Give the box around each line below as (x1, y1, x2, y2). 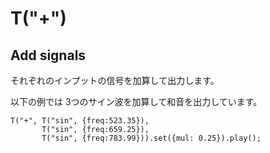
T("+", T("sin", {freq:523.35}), (10, 116, 150, 126)
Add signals (10, 47, 87, 64)
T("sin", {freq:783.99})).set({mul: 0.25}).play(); (41, 133, 262, 143)
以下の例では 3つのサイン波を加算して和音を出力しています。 (10, 96, 263, 107)
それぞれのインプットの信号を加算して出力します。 (10, 75, 220, 86)
